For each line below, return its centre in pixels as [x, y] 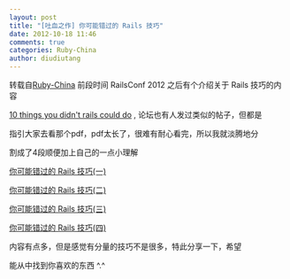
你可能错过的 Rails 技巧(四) [58, 228]
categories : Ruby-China [53, 50]
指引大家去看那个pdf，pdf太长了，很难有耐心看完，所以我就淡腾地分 [134, 133]
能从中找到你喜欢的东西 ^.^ [57, 265]
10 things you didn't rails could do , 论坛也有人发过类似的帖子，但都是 [136, 115]
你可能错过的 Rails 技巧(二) [58, 190]
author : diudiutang [45, 58]
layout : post [33, 17]
